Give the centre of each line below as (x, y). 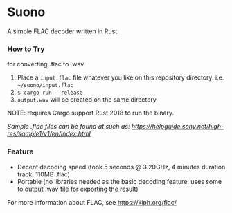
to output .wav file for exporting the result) (78, 189)
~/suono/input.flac (45, 86)
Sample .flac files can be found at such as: (69, 127)
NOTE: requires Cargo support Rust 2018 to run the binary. (91, 113)
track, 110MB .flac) (44, 174)
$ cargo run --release (50, 93)
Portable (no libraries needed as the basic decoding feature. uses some (119, 181)
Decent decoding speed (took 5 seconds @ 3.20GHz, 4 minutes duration (121, 167)
